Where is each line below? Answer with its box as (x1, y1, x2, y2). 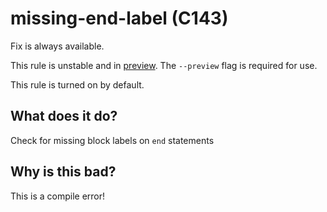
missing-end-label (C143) (10, 7, 229, 30)
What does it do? (10, 108, 118, 125)
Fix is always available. (10, 40, 105, 52)
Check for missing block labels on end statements (10, 134, 215, 146)
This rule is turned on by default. (10, 78, 145, 91)
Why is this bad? (10, 163, 117, 181)
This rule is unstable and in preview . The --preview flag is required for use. (10, 59, 318, 71)
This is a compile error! (10, 190, 106, 202)
